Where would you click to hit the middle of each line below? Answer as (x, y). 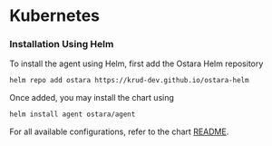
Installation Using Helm (62, 44)
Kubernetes (55, 16)
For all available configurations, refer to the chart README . (119, 131)
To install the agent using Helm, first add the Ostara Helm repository (136, 63)
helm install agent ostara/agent (73, 114)
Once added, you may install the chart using (92, 98)
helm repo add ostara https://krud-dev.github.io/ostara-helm (129, 81)
